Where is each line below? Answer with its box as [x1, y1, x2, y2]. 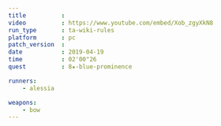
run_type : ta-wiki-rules [8, 26, 114, 34]
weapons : [8, 98, 37, 106]
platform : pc [8, 33, 77, 42]
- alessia [22, 84, 55, 92]
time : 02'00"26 [8, 56, 97, 64]
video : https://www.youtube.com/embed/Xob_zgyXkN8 [8, 19, 214, 27]
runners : [8, 76, 37, 85]
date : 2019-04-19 [8, 48, 104, 56]
